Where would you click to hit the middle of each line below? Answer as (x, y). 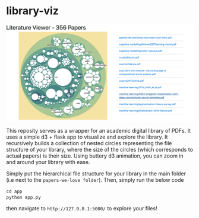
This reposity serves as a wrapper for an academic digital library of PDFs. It (99, 131)
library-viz (33, 11)
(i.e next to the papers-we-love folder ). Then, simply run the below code (95, 180)
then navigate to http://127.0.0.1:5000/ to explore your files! (82, 209)
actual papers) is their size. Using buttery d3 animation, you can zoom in (95, 156)
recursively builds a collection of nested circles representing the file (89, 143)
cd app (14, 192)
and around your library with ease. (48, 162)
